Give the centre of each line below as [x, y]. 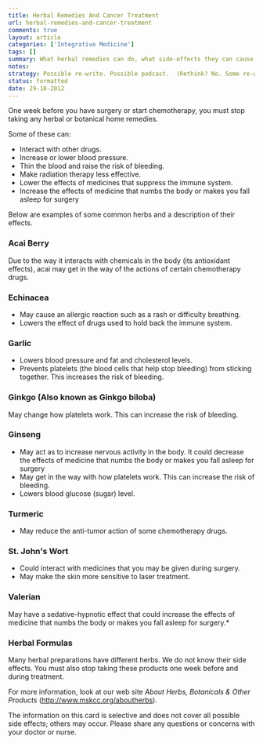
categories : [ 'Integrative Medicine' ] [71, 45]
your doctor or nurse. [42, 732]
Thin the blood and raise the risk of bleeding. [92, 166]
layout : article [34, 37]
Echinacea [29, 297]
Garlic [20, 343]
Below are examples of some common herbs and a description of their [122, 215]
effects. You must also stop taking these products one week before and [123, 669]
